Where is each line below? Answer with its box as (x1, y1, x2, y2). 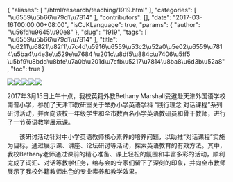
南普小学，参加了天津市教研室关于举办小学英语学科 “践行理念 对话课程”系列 (7, 100, 223, 109)
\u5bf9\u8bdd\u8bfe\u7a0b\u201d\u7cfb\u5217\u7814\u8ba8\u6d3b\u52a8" (7, 57, 225, 65)
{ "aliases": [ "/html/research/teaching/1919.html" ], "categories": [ (7, 6, 197, 14)
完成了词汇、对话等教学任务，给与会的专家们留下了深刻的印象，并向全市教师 (7, 158, 226, 167)
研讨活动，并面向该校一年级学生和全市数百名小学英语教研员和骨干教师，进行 (7, 109, 226, 117)
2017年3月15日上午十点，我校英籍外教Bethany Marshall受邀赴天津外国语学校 (7, 92, 226, 100)
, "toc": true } (7, 65, 45, 73)
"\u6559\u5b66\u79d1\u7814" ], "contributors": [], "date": (7, 13, 172, 21)
